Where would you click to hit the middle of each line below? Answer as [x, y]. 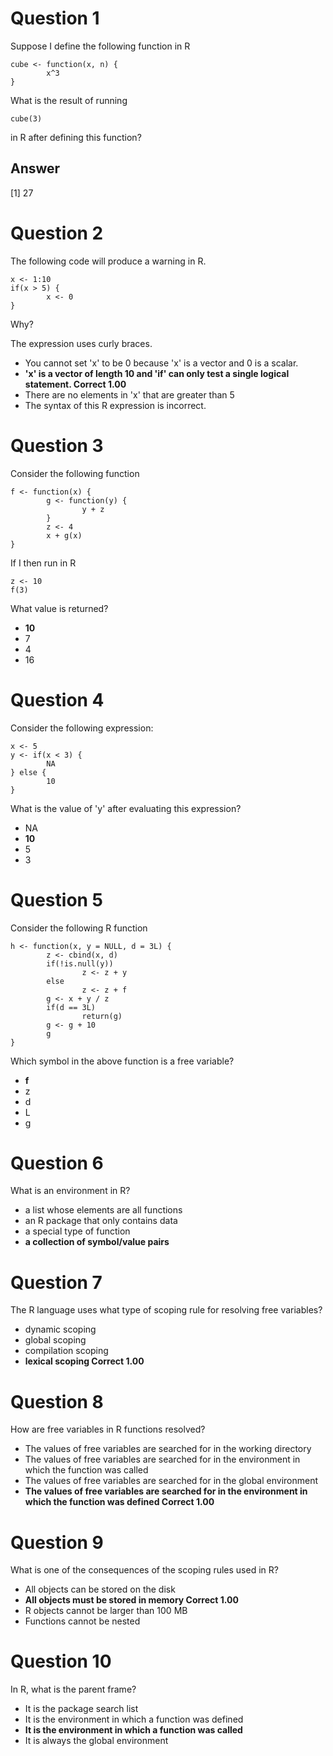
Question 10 [61, 1661]
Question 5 [57, 899]
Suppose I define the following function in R [100, 46]
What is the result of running [69, 100]
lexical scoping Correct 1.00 [84, 1361]
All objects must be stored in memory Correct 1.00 [131, 1600]
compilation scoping [66, 1351]
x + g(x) [64, 535]
